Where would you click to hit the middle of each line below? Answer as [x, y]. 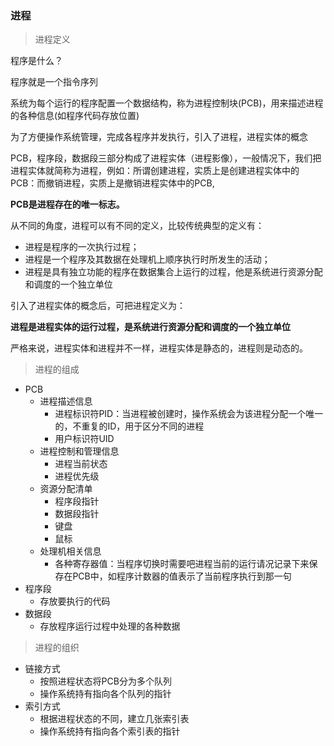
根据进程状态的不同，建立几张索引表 [114, 719]
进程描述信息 [66, 401]
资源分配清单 [66, 489]
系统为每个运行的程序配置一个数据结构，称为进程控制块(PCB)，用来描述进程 [167, 103]
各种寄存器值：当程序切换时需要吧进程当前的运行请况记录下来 [182, 564]
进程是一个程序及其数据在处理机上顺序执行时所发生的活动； [147, 259]
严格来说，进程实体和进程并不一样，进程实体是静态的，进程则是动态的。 [159, 348]
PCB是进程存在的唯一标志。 [67, 204]
